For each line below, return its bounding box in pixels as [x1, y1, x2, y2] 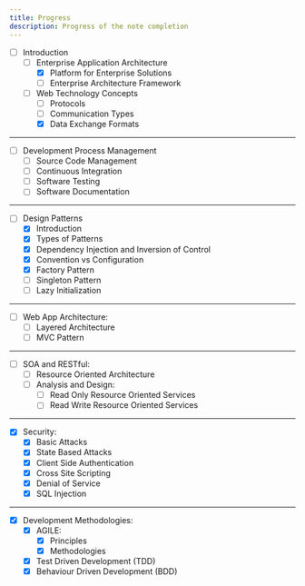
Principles [49, 535, 88, 546]
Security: [22, 426, 57, 437]
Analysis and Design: [35, 379, 115, 391]
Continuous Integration [35, 165, 123, 177]
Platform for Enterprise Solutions [49, 67, 172, 78]
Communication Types [49, 108, 134, 119]
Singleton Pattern [35, 274, 102, 285]
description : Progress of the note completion [9, 22, 189, 31]
